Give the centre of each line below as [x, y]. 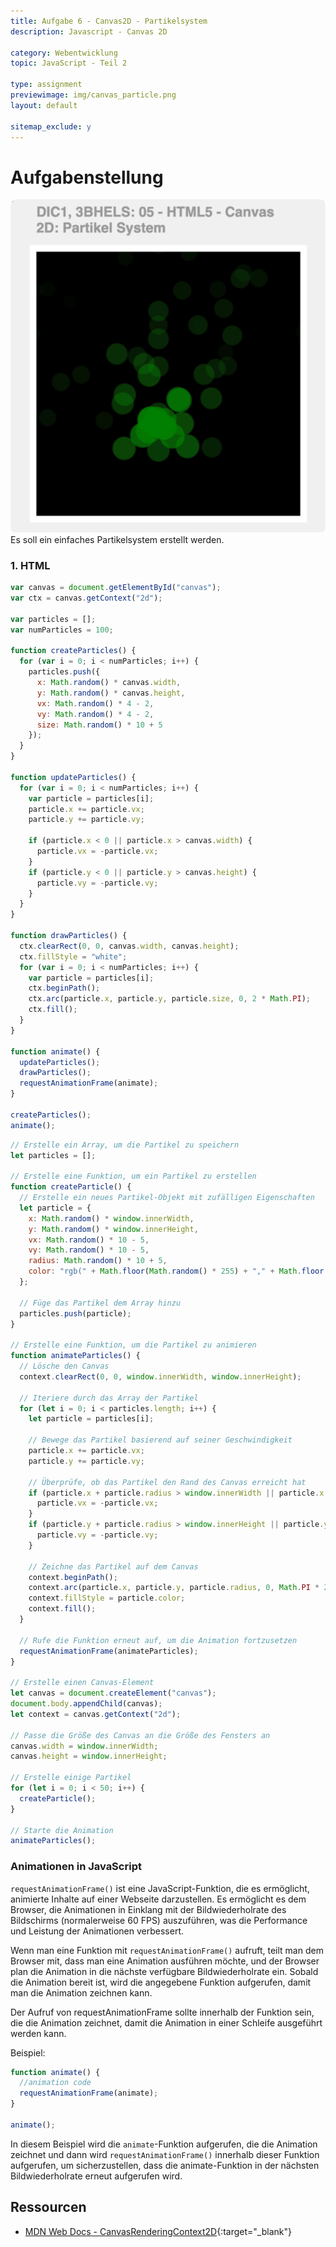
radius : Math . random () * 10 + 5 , [98, 1261]
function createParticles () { [73, 651]
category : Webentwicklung [64, 53]
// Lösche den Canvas [64, 1366]
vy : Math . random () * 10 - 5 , [89, 1250]
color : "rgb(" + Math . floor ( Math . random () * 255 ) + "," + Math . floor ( [178, 1271]
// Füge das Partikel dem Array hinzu [100, 1303]
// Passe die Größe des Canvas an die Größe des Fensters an [140, 1735]
